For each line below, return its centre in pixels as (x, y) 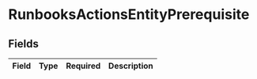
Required (83, 66)
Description (131, 66)
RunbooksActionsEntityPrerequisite (129, 15)
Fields (24, 44)
